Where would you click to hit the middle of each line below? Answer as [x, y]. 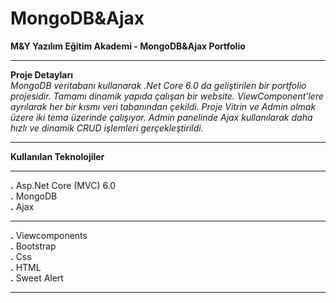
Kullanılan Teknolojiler [57, 156]
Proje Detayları [41, 74]
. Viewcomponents [49, 235]
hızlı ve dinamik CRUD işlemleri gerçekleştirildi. [107, 128]
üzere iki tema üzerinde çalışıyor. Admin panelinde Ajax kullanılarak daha [161, 117]
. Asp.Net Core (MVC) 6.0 [63, 185]
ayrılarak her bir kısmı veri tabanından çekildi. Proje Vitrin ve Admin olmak [163, 106]
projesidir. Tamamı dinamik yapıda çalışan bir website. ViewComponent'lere [167, 96]
